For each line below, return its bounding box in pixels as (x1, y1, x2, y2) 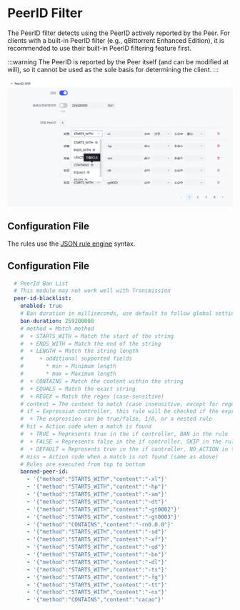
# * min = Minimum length (20, 363, 116, 370)
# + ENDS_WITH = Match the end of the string (20, 340, 161, 347)
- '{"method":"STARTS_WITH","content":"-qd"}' (26, 544, 168, 551)
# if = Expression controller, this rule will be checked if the (20, 408, 219, 415)
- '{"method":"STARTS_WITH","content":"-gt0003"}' (26, 513, 181, 521)
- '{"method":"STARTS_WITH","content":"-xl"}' (26, 476, 168, 483)
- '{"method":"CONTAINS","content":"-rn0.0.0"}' (26, 521, 174, 528)
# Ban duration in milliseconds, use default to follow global (20, 310, 213, 317)
